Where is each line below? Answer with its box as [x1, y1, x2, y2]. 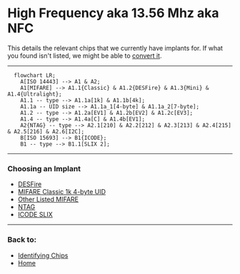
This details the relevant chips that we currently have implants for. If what [7, 44, 224, 52]
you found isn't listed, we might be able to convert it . [7, 51, 162, 60]
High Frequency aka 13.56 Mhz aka [7, 5, 219, 21]
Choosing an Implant [7, 163, 81, 173]
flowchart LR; [14, 71, 56, 79]
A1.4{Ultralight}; [7, 91, 62, 98]
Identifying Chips [17, 251, 69, 260]
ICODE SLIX [17, 210, 54, 219]
